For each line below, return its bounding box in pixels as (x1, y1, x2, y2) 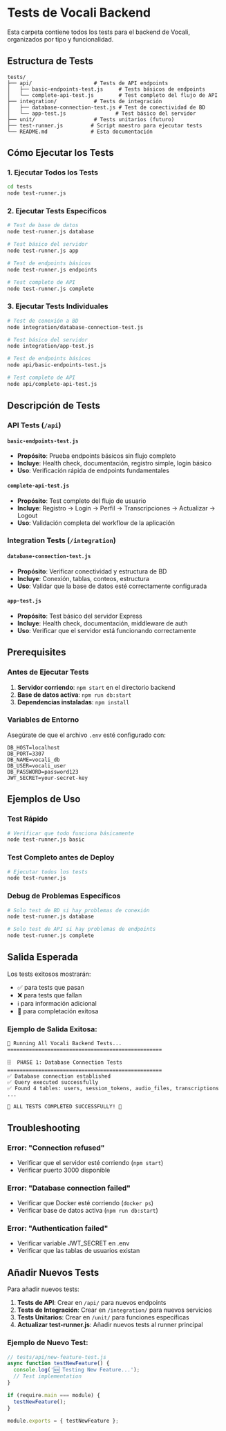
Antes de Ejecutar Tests (7, 667, 89, 677)
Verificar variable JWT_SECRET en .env (17, 1239, 130, 1247)
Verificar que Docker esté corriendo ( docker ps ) (17, 1199, 154, 1207)
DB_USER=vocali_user (7, 762, 67, 770)
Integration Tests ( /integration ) (7, 535, 116, 545)
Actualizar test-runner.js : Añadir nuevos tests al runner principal (17, 1321, 203, 1329)
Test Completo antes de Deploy (7, 853, 115, 862)
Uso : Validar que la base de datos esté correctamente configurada (17, 582, 207, 590)
